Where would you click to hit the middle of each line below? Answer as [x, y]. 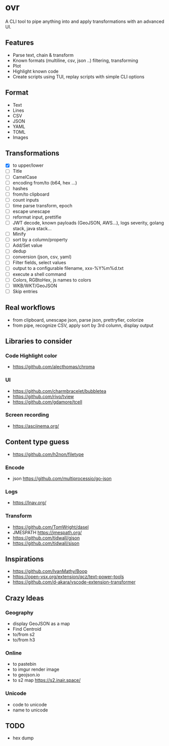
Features [20, 43]
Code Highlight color [31, 356]
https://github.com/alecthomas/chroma [54, 367]
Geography [20, 612]
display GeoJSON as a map [41, 624]
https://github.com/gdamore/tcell [47, 402]
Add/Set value [27, 245]
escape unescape [31, 211]
